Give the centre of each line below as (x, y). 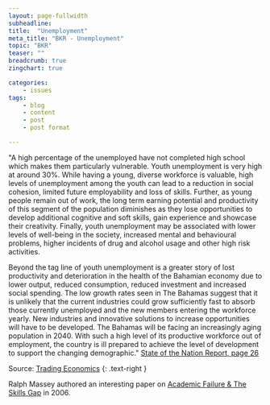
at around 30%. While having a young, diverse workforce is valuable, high (131, 175)
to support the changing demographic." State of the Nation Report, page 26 (134, 353)
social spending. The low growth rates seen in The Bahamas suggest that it (133, 293)
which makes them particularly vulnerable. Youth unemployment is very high (135, 166)
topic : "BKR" (30, 46)
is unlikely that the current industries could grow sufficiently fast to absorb (132, 301)
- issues (37, 90)
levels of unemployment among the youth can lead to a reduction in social (131, 183)
